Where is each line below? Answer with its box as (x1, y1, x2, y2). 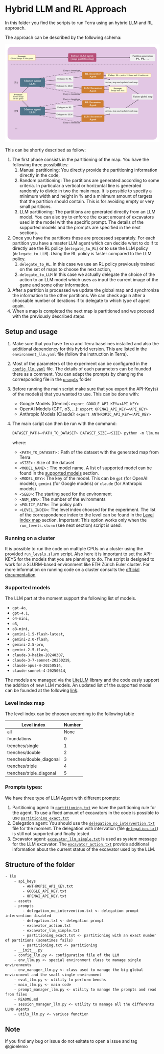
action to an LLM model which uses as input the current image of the (19, 276, 159, 282)
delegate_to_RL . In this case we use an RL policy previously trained (19, 261, 155, 267)
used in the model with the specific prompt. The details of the (19, 219, 144, 225)
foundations (7, 736, 32, 742)
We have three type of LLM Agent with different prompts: (5, 795, 120, 801)
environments (5, 963, 32, 967)
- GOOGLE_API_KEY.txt (23, 889, 67, 894)
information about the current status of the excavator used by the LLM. (12, 846, 156, 852)
